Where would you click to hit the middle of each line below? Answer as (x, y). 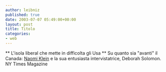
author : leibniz (22, 10)
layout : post (19, 24)
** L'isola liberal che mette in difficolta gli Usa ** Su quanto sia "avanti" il (81, 53)
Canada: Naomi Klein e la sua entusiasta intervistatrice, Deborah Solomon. (83, 58)
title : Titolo (20, 29)
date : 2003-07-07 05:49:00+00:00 (41, 19)
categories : (18, 34)
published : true (22, 15)
